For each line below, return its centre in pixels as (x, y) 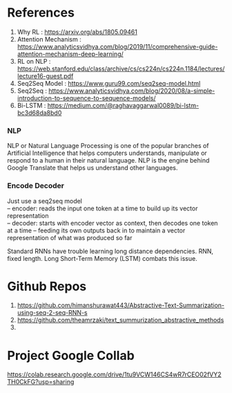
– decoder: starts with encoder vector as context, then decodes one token (113, 223)
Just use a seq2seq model (45, 201)
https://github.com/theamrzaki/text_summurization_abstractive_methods (120, 320)
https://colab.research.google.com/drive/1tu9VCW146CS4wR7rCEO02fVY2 (115, 374)
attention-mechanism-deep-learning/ (70, 54)
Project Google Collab (71, 355)
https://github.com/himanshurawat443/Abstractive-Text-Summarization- (121, 305)
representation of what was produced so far (70, 237)
